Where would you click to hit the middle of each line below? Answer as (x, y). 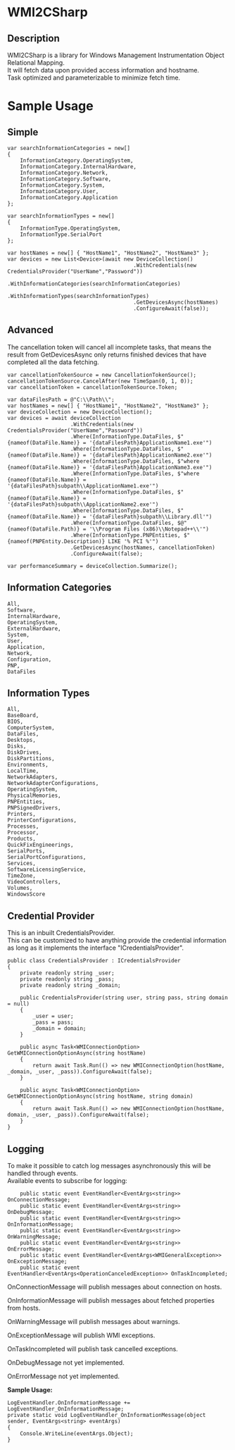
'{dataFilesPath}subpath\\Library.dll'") (151, 516)
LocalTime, (23, 771)
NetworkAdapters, (33, 777)
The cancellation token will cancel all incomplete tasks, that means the (109, 347)
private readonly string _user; (67, 973)
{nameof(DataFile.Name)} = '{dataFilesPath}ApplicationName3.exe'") (110, 467)
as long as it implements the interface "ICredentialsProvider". (96, 948)
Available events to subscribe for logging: (68, 1181)
